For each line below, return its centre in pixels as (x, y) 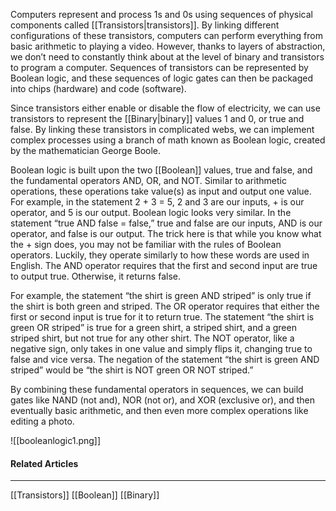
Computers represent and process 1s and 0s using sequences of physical (161, 14)
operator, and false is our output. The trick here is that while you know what (166, 233)
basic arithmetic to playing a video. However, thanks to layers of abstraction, (168, 46)
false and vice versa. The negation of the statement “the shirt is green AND (165, 359)
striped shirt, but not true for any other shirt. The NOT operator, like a (152, 338)
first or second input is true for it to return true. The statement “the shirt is (162, 317)
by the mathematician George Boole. (86, 150)
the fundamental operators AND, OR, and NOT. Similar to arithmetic (148, 180)
